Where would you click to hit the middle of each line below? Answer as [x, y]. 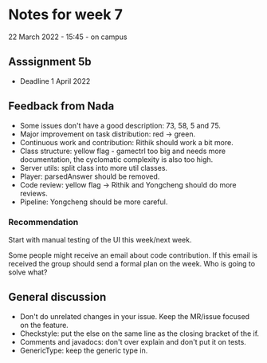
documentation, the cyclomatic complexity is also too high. [116, 159]
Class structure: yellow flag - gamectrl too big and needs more [122, 151]
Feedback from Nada [61, 107]
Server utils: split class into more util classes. [94, 168]
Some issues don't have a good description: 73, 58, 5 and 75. [120, 125]
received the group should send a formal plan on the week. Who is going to [132, 263]
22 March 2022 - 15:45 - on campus [68, 37]
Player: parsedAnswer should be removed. [90, 176]
